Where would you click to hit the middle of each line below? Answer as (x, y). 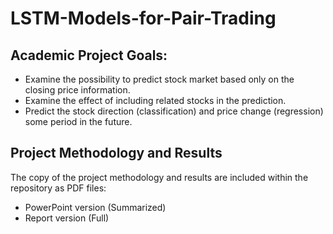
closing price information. (77, 90)
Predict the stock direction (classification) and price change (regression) (174, 111)
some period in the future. (78, 121)
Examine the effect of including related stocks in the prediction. (155, 100)
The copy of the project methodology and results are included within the (159, 177)
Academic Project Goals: (89, 55)
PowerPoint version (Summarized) (95, 207)
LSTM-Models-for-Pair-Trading (143, 18)
